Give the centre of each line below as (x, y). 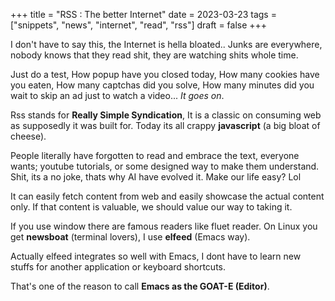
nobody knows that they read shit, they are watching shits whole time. (154, 55)
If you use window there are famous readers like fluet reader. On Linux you (164, 226)
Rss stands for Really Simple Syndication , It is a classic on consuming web (166, 115)
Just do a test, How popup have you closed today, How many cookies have (165, 74)
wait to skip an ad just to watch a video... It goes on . (117, 95)
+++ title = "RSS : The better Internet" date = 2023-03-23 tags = (143, 14)
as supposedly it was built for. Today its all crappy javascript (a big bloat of (165, 125)
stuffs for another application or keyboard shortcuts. (118, 267)
